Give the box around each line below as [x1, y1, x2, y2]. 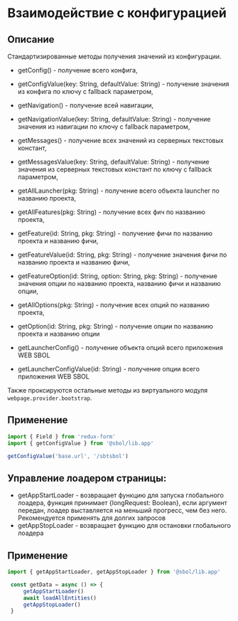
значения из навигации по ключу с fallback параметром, [17, 122, 190, 131]
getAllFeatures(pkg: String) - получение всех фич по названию [17, 208, 206, 216]
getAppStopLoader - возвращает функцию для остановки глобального [17, 521, 232, 530]
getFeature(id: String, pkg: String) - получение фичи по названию [17, 229, 213, 238]
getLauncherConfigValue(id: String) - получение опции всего [17, 365, 200, 373]
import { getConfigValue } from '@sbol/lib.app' [7, 440, 154, 447]
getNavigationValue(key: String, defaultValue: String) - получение [17, 115, 211, 123]
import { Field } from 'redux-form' [7, 432, 116, 440]
